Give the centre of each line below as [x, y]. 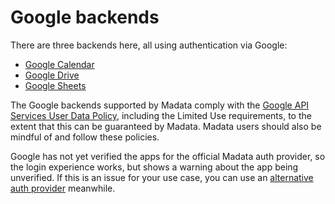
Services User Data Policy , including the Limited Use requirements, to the [161, 115]
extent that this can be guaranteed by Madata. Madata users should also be [166, 126]
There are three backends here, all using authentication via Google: [149, 45]
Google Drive [52, 75]
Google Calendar [59, 64]
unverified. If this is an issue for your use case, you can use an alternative [162, 177]
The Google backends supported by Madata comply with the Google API [160, 105]
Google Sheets [55, 85]
